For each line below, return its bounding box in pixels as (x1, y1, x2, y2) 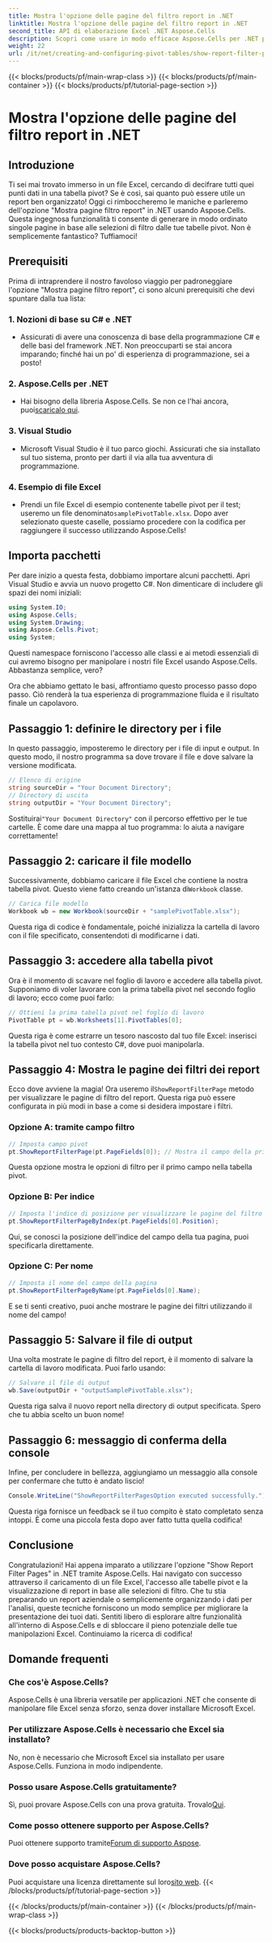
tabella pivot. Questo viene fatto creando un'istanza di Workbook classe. (8, 884, 244, 894)
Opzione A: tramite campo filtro (8, 1121, 135, 1133)
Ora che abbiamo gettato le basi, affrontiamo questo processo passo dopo (8, 681, 257, 691)
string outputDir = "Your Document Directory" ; (8, 799, 172, 807)
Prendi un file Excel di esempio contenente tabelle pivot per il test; (19, 500, 241, 509)
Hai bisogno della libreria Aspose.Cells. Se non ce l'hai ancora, (19, 396, 229, 406)
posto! (19, 358, 42, 368)
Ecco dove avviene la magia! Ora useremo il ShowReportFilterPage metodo (8, 1084, 255, 1094)
